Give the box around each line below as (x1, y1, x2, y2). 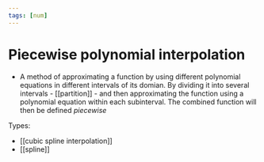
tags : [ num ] (8, 11, 48, 20)
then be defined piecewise (19, 105, 107, 115)
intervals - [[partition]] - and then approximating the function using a (19, 89, 244, 98)
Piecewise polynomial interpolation (8, 45, 246, 63)
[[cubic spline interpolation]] (19, 136, 113, 145)
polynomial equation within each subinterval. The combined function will (19, 96, 257, 107)
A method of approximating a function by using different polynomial (19, 72, 241, 81)
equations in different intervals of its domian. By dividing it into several (19, 80, 250, 89)
